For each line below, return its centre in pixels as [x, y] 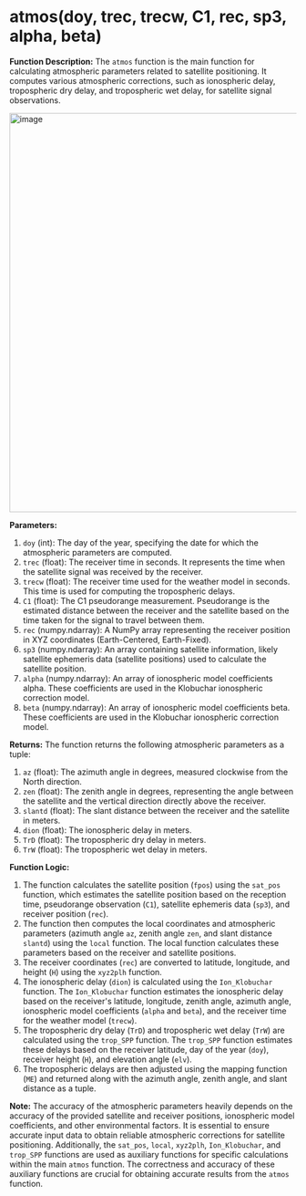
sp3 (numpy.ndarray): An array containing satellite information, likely [150, 649]
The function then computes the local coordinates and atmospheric [149, 923]
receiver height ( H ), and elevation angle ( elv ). [107, 1059]
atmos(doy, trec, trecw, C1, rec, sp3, [148, 17]
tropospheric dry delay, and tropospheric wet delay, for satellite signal [141, 90]
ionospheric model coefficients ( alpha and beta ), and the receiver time [154, 1011]
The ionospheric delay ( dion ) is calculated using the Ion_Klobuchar [148, 982]
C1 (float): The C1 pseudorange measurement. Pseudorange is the [146, 600]
